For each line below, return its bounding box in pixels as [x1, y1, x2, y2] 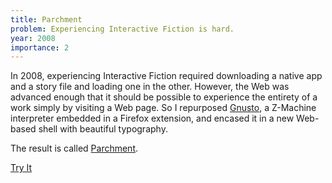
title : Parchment [10, 14, 83, 25]
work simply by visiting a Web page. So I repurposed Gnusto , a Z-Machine [10, 102, 317, 114]
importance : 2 [10, 42, 70, 53]
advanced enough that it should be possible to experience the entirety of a [10, 91, 318, 103]
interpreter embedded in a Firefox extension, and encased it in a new [10, 112, 295, 125]
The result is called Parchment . [10, 142, 139, 155]
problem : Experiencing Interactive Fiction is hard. [10, 24, 235, 34]
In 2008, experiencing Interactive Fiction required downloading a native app [10, 70, 323, 82]
